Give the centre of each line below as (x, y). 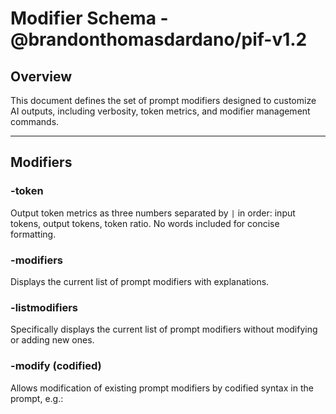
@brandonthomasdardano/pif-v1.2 (159, 39)
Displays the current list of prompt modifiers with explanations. (140, 281)
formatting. (33, 234)
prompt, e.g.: (37, 398)
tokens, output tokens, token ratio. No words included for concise (145, 223)
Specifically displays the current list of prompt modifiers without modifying (164, 329)
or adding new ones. (52, 340)
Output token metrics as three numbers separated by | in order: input (153, 213)
